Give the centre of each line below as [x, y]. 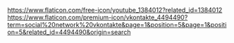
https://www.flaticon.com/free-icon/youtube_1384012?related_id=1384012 [115, 10]
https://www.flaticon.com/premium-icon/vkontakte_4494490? [98, 17]
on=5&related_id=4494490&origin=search [69, 32]
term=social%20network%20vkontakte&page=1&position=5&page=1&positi [117, 25]
